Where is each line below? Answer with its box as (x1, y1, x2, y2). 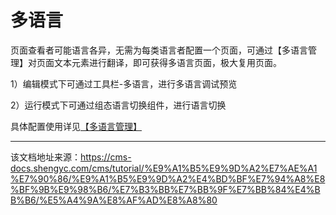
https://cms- (80, 151, 132, 163)
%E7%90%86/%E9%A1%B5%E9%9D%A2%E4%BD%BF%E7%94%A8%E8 (10, 172, 326, 185)
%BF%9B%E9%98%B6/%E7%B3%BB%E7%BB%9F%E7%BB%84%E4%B (10, 183, 321, 195)
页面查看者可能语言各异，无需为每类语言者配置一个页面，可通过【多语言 (10, 44, 308, 56)
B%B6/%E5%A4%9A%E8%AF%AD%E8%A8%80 (10, 194, 218, 206)
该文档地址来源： (10, 151, 81, 163)
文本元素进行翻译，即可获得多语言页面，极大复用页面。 (53, 56, 282, 68)
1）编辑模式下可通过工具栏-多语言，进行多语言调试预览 (10, 77, 238, 90)
